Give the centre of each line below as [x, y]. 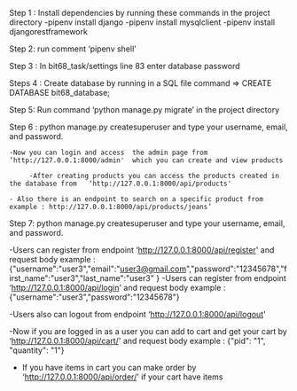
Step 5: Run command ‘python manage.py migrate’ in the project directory [145, 109]
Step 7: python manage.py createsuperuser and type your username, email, [147, 223]
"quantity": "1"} [37, 350]
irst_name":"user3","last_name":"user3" [82, 278]
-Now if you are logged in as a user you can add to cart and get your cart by [148, 331]
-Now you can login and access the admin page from [109, 152]
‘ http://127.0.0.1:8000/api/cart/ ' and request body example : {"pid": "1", [137, 341]
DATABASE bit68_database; [60, 93]
